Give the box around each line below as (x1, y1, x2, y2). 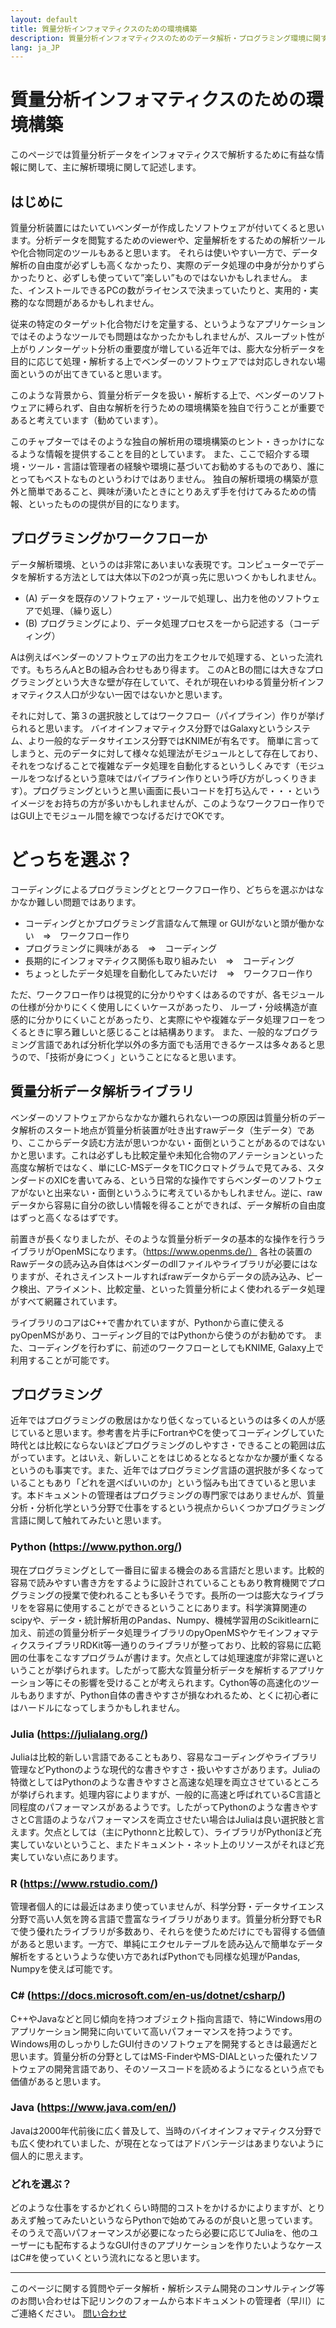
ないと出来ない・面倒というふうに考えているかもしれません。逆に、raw (27, 1186, 323, 1198)
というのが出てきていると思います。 (18, 368, 168, 380)
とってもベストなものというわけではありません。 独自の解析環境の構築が (10, 473, 310, 485)
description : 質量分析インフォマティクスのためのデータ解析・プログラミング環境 (10, 33, 307, 43)
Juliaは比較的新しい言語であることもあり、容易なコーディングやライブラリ (10, 1751, 318, 1763)
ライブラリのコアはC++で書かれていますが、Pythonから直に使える (10, 1316, 285, 1328)
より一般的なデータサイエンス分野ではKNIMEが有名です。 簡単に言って (27, 734, 320, 746)
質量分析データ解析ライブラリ (10, 1083, 195, 1100)
